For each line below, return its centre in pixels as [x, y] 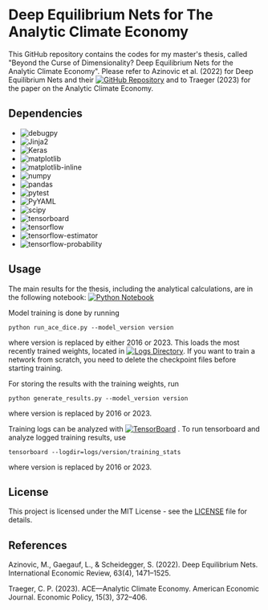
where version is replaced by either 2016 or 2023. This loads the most [124, 342]
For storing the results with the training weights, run [93, 383]
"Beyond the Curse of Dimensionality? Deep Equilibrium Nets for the [121, 63]
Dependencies [45, 114]
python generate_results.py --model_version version [98, 398]
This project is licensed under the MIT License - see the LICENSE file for [128, 511]
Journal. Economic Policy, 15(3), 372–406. [78, 597]
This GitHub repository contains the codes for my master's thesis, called [128, 54]
